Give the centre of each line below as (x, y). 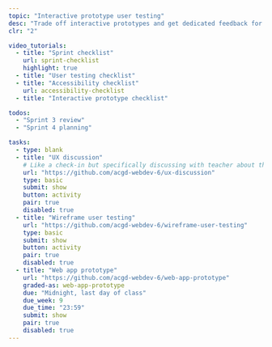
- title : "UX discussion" (59, 157)
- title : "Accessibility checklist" (77, 83)
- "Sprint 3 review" (50, 121)
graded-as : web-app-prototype (74, 285)
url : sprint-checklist (61, 61)
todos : (19, 113)
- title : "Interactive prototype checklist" (92, 98)
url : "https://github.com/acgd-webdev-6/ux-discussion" (119, 172)
